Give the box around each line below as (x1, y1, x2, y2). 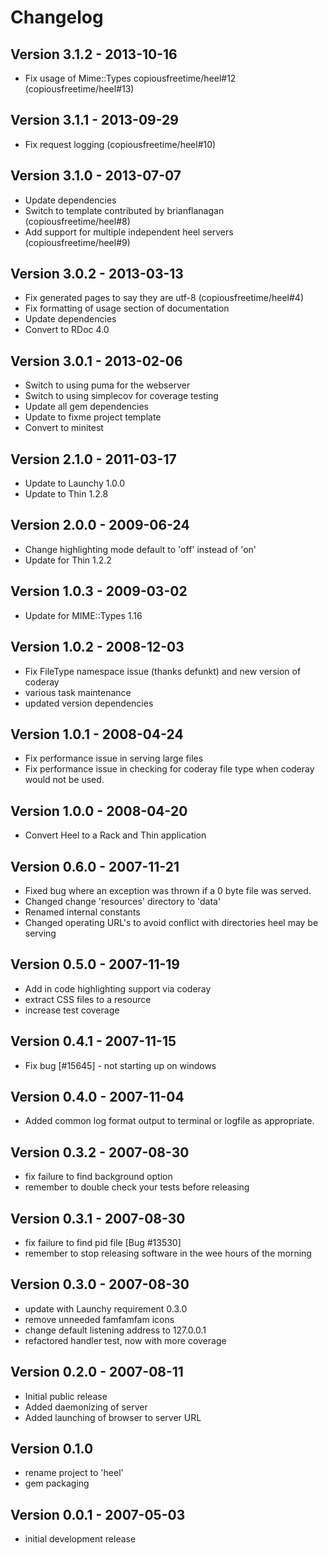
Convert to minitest (24, 422, 104, 434)
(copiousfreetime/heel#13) (24, 83, 135, 95)
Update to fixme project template (24, 411, 162, 423)
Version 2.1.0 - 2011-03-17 (10, 451, 177, 468)
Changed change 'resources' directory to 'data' (24, 895, 222, 907)
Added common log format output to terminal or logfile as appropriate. (24, 1115, 315, 1127)
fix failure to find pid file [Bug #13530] (24, 1237, 182, 1248)
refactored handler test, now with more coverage (24, 1334, 227, 1346)
